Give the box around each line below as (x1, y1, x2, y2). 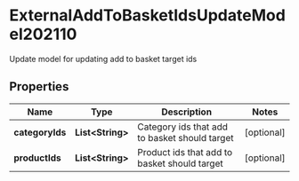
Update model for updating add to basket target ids (9, 53, 198, 64)
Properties (9, 79, 69, 94)
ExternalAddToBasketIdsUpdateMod (9, 5, 287, 26)
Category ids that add (137, 121, 229, 133)
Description (161, 106, 212, 118)
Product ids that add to (137, 146, 233, 158)
